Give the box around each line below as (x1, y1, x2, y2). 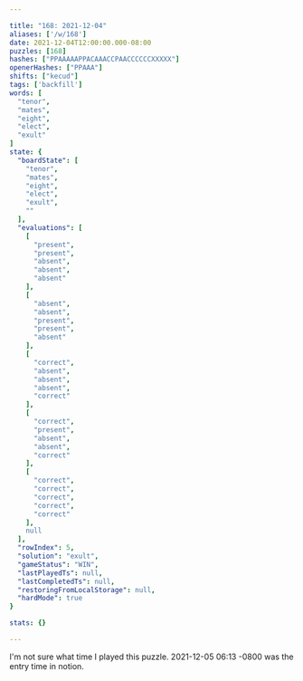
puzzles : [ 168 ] (9, 46, 67, 55)
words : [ (9, 88, 43, 98)
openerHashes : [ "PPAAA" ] (9, 63, 103, 72)
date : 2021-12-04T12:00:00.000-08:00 (9, 38, 152, 47)
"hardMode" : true (17, 594, 83, 603)
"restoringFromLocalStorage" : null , (17, 585, 156, 594)
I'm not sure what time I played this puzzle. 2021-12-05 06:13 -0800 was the (9, 651, 294, 662)
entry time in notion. (9, 660, 84, 671)
